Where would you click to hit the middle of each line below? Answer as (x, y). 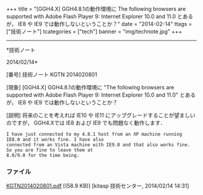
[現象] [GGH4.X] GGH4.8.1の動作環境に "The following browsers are (90, 87)
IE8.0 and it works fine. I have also (55, 139)
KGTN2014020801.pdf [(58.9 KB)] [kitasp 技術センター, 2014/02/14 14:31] (98, 186)
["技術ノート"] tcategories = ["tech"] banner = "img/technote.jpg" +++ (94, 31)
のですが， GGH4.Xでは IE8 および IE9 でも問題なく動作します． (86, 123)
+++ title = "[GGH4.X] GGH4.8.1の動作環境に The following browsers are (96, 9)
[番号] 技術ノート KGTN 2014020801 (52, 75)
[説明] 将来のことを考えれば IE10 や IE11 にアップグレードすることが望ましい (101, 115)
